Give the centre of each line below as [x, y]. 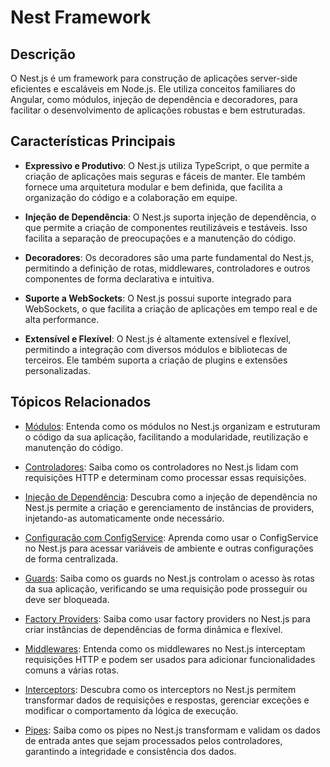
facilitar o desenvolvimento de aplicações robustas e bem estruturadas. [158, 110]
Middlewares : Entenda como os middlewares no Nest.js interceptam [165, 648]
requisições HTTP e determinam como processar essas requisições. [165, 477]
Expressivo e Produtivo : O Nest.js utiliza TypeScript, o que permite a [167, 165]
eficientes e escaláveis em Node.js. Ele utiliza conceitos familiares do [153, 89]
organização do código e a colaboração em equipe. [131, 197]
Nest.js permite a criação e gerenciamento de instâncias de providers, [169, 507]
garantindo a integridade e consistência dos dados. [130, 751]
